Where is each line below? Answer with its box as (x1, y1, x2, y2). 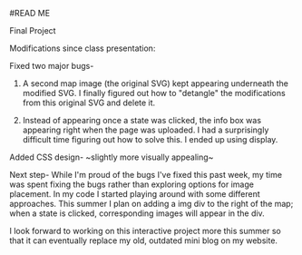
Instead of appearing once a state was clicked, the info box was (22, 115, 261, 125)
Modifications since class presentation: (9, 43, 156, 54)
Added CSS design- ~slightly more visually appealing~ (9, 152, 214, 162)
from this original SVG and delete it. (22, 97, 156, 108)
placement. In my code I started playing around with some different (9, 189, 260, 199)
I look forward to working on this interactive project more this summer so (9, 226, 281, 236)
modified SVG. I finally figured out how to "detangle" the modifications (22, 88, 286, 98)
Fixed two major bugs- (9, 61, 94, 71)
